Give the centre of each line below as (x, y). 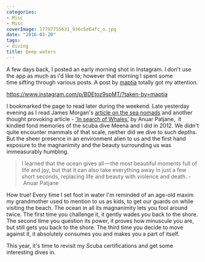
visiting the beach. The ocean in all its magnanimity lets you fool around (97, 208)
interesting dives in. (31, 252)
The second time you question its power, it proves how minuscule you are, (100, 220)
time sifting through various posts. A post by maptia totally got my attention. (102, 82)
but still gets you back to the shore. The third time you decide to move (95, 227)
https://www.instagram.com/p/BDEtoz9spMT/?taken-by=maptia (87, 94)
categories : (21, 12)
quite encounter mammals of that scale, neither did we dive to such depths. (102, 132)
